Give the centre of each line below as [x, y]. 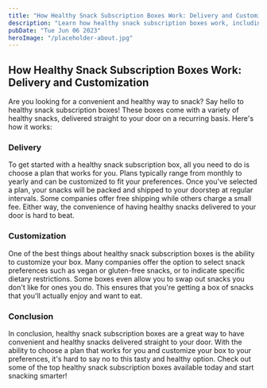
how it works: [30, 127]
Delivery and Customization [79, 82]
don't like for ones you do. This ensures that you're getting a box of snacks [131, 287]
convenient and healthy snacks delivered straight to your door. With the [125, 342]
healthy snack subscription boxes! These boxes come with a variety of [124, 110]
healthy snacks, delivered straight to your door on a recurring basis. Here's [131, 118]
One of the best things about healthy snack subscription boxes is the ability [132, 253]
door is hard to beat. [42, 215]
